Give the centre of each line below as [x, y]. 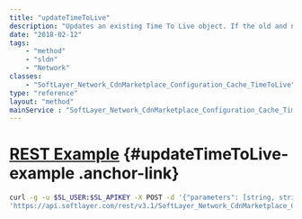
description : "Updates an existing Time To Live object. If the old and [148, 26]
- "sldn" [42, 59]
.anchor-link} [129, 173]
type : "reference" [44, 93]
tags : [19, 43]
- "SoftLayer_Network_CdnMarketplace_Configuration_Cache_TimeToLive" [160, 85]
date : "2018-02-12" [46, 34]
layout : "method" [42, 101]
